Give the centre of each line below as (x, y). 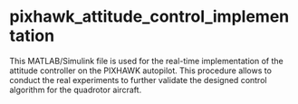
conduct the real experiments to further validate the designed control (138, 80)
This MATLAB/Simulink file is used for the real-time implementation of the (146, 61)
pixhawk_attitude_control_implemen (149, 17)
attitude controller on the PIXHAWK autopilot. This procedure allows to (140, 71)
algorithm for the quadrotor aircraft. (76, 90)
